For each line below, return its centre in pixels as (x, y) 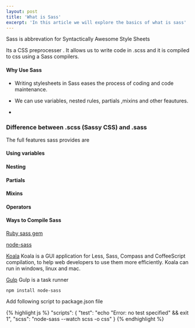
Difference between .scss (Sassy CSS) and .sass (76, 127)
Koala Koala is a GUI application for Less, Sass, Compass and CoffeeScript (96, 256)
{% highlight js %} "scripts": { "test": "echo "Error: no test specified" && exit (97, 313)
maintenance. (31, 89)
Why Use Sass (24, 70)
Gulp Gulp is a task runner (37, 280)
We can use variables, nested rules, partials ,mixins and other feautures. (101, 101)
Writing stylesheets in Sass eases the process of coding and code (94, 83)
